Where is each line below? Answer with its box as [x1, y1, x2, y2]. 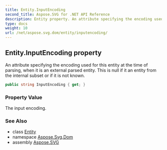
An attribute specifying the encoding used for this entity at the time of [5, 62, 148, 68]
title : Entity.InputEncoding [5, 7, 66, 12]
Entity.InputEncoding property [5, 49, 102, 57]
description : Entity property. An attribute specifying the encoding [5, 16, 153, 21]
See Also [5, 117, 27, 124]
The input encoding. [5, 105, 47, 111]
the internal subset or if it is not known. [5, 73, 85, 78]
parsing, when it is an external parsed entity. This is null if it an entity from [5, 67, 157, 73]
